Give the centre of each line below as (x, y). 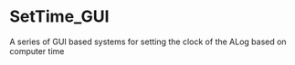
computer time (37, 51)
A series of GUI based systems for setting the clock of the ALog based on (148, 42)
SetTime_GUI (59, 17)
